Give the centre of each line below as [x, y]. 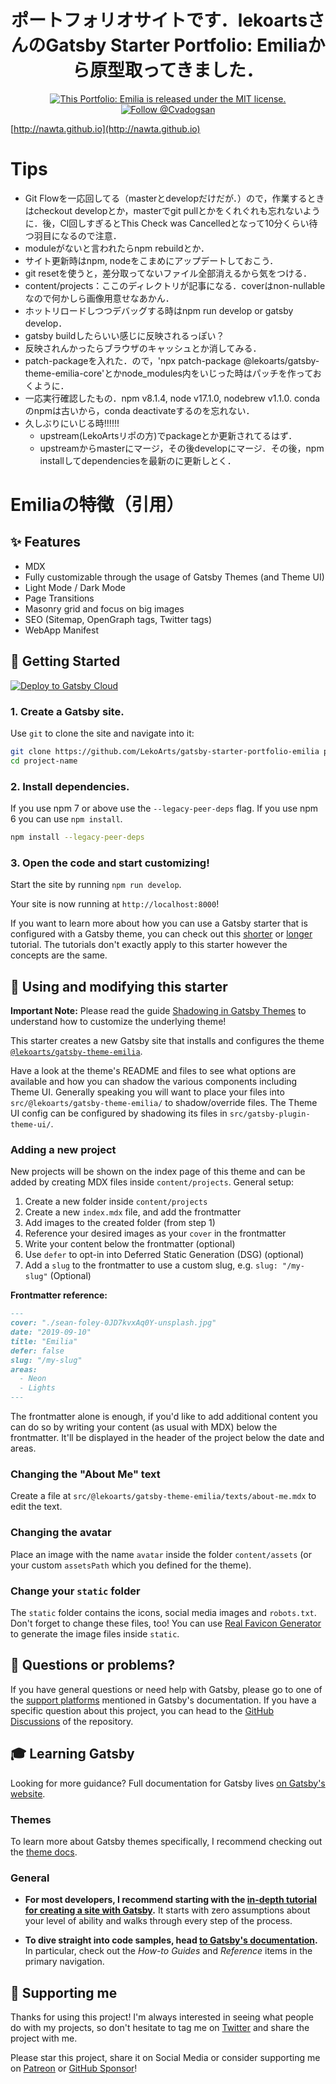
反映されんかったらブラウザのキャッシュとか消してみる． [143, 348]
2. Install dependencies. [70, 786]
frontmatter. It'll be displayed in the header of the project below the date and [167, 1438]
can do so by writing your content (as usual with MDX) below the [144, 1427]
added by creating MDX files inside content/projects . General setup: [152, 1182]
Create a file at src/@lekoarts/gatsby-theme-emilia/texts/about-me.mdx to [163, 1496]
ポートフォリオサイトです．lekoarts [159, 20]
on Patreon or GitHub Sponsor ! [74, 2068]
